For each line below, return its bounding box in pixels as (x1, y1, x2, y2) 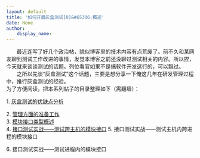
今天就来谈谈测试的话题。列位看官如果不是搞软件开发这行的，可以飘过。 (6, 63, 184, 70)
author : (6, 25, 26, 32)
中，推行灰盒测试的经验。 (6, 78, 69, 85)
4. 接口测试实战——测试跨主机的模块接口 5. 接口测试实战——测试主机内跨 (6, 126, 187, 133)
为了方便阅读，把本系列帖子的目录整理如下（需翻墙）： (6, 85, 140, 92)
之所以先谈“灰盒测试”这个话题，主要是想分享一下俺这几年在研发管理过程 (16, 70, 194, 78)
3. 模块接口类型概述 (6, 118, 55, 125)
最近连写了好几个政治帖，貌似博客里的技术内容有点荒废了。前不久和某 (16, 48, 189, 55)
